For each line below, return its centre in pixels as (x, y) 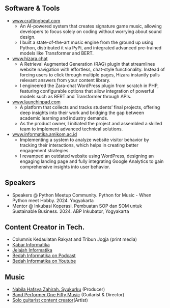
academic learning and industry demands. (64, 118)
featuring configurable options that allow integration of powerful (87, 91)
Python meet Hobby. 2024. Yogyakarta (53, 200)
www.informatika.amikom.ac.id (45, 134)
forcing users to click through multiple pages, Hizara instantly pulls (90, 75)
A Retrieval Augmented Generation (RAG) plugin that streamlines (87, 64)
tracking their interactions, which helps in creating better (79, 145)
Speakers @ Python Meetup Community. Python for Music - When (82, 195)
